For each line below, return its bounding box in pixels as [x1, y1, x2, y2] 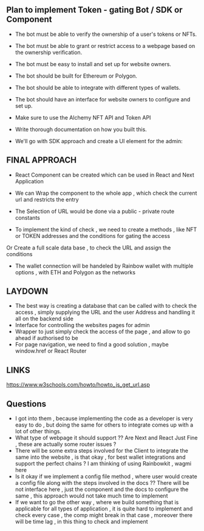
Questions [6, 399, 47, 409]
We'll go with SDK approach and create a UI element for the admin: [15, 137, 183, 144]
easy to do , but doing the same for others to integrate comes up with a [15, 421, 194, 428]
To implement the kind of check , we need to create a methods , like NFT [15, 226, 197, 233]
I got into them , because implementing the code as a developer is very [15, 415, 193, 422]
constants [15, 214, 41, 221]
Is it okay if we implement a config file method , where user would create [15, 473, 197, 480]
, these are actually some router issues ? [15, 441, 117, 448]
